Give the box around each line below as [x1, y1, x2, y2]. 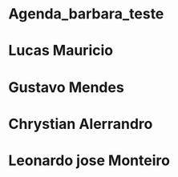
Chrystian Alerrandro [8, 115, 153, 133]
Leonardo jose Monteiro [8, 151, 171, 169]
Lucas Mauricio [8, 42, 114, 60]
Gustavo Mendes [8, 78, 124, 96]
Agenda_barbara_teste [8, 5, 164, 23]
